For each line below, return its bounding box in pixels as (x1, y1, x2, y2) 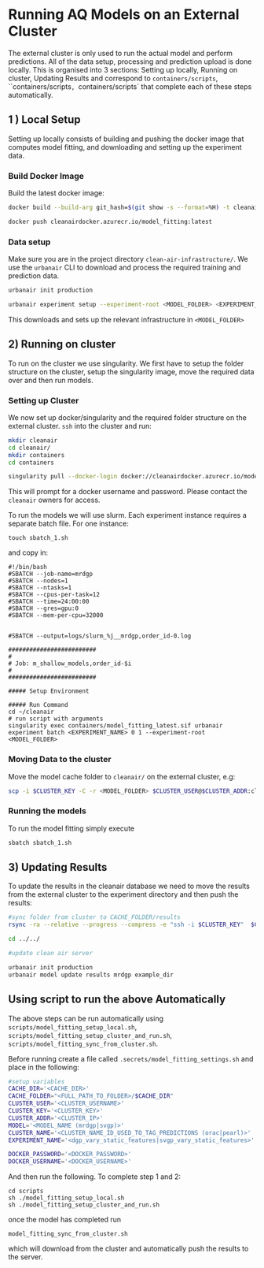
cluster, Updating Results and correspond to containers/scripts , (8, 73, 218, 83)
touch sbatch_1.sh (8, 534, 68, 542)
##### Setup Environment (8, 687, 90, 695)
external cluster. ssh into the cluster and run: (8, 421, 152, 430)
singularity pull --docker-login (8, 473, 118, 481)
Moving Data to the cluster (8, 754, 112, 765)
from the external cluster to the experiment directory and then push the (8, 890, 239, 899)
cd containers (8, 459, 55, 467)
